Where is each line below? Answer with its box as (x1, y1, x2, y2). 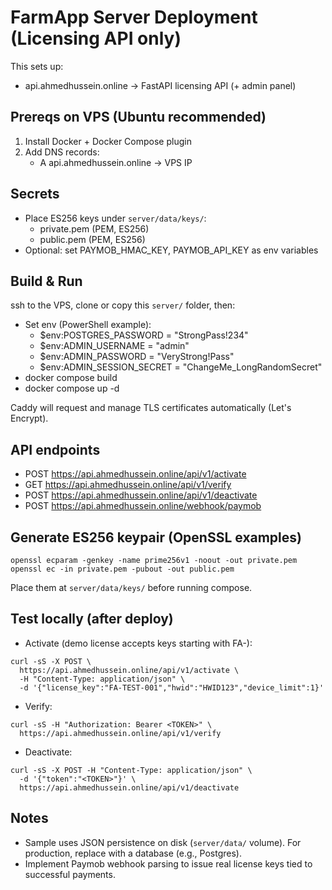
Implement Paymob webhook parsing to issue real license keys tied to (24, 857, 313, 870)
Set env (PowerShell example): (24, 319, 152, 331)
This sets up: (10, 60, 64, 72)
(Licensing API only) (10, 27, 182, 50)
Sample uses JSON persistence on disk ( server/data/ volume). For (24, 836, 302, 848)
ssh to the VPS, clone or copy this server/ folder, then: (10, 299, 236, 311)
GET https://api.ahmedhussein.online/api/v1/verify (24, 479, 232, 491)
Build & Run (10, 272, 83, 290)
